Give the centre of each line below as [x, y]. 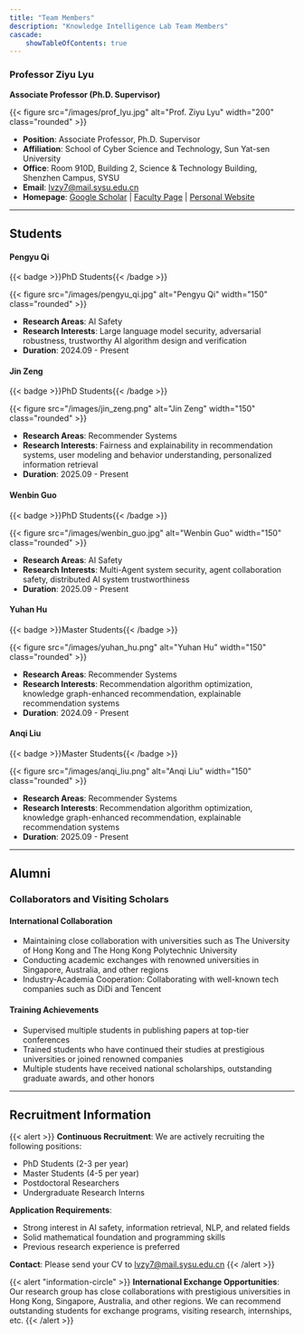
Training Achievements [54, 1010]
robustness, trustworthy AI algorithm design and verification [134, 341]
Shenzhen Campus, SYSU [71, 177]
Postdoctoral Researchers [71, 1183]
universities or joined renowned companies [103, 1059]
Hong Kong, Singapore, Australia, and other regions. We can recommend [145, 1301]
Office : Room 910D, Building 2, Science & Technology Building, [140, 167]
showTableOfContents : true [76, 43]
